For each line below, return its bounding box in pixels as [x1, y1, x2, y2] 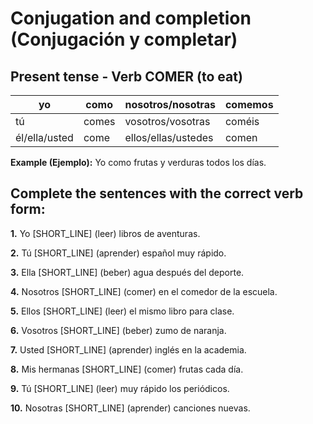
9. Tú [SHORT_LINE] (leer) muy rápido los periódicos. [10, 382, 230, 394]
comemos [224, 98, 274, 111]
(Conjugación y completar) [10, 28, 238, 51]
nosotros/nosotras [124, 98, 216, 111]
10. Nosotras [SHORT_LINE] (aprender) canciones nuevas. [10, 402, 251, 414]
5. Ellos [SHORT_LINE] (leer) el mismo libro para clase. [10, 305, 235, 317]
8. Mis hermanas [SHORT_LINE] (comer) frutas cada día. [10, 363, 244, 375]
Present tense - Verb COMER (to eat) [10, 68, 243, 85]
